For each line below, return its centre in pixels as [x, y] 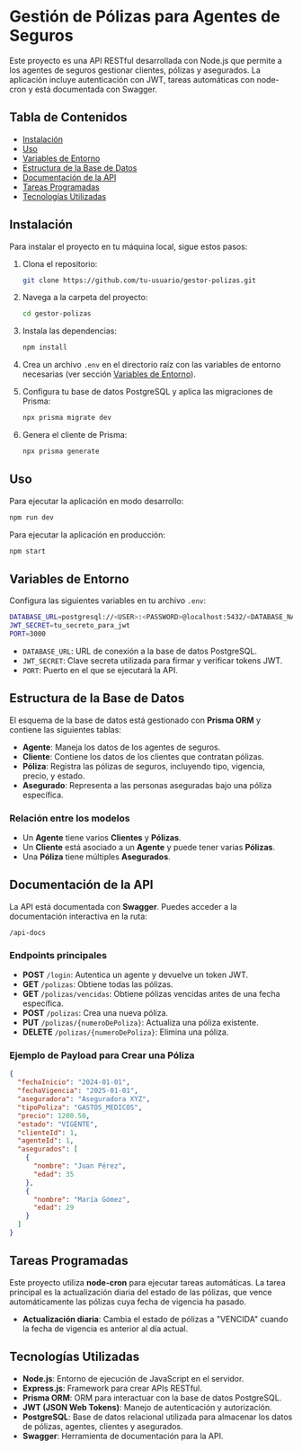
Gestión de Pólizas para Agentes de [145, 17]
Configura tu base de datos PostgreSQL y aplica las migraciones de [147, 392]
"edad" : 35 [53, 1174]
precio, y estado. [53, 776]
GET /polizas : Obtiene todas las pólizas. [98, 984]
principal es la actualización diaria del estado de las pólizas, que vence [141, 1292]
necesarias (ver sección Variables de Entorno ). [109, 374]
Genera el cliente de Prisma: [75, 435]
